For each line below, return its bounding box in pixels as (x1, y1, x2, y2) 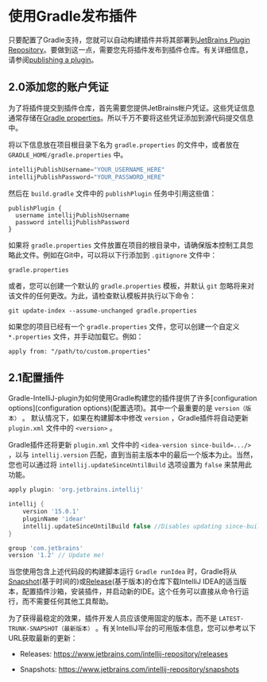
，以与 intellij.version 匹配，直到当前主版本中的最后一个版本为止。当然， (8, 450, 257, 459)
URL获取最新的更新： (8, 634, 78, 643)
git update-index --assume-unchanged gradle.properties (8, 307, 197, 315)
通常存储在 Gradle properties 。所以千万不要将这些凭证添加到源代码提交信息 (8, 113, 254, 122)
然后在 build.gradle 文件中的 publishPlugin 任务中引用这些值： (8, 188, 217, 198)
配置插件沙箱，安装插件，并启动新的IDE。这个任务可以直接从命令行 (21, 587, 242, 596)
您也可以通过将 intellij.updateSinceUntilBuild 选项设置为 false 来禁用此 (8, 460, 253, 470)
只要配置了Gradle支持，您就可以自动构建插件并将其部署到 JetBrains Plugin (8, 35, 250, 45)
